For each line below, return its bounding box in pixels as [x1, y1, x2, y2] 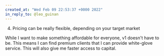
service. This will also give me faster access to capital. [5, 45, 116, 51]
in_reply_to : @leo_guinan [5, 12, 58, 17]
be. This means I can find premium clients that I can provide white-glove [5, 40, 153, 46]
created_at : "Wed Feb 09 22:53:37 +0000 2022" [5, 7, 103, 12]
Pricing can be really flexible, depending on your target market [12, 25, 140, 31]
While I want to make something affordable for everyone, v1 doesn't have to [5, 35, 160, 41]
